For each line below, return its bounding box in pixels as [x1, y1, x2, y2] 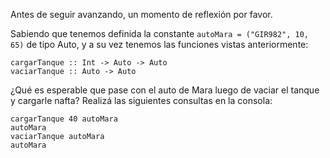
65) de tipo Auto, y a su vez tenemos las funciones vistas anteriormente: [10, 39, 309, 50]
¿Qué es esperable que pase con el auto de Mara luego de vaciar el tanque [10, 84, 320, 96]
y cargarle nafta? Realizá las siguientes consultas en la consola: [10, 95, 273, 106]
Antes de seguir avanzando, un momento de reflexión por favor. [10, 9, 273, 20]
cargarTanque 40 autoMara [10, 114, 118, 124]
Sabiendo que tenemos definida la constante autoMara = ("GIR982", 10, [10, 28, 310, 39]
